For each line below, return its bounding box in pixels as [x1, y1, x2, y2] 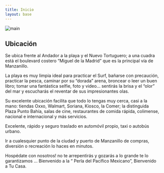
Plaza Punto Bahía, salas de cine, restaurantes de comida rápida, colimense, [5, 108, 160, 114]
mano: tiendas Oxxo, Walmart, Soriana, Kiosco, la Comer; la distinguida [5, 103, 149, 109]
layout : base [5, 12, 32, 17]
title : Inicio [5, 7, 34, 12]
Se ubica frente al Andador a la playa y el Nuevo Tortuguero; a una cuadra [5, 53, 155, 59]
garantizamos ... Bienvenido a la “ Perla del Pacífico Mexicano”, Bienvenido [5, 158, 157, 164]
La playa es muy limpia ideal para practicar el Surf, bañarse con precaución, [5, 72, 159, 79]
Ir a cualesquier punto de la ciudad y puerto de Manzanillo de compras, [5, 138, 150, 144]
